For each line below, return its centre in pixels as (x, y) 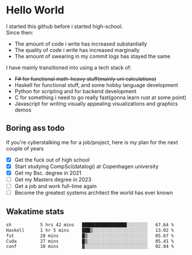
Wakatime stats (35, 212)
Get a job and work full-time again (56, 186)
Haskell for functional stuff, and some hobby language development (96, 85)
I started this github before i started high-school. (65, 26)
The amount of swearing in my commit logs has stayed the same (92, 56)
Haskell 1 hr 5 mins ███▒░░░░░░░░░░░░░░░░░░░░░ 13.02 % (90, 230)
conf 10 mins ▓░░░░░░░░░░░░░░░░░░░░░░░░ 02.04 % (90, 247)
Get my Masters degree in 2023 (53, 179)
